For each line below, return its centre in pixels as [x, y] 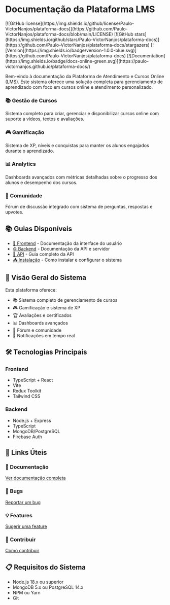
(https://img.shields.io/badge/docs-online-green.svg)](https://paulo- [77, 61]
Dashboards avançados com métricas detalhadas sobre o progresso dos [81, 177]
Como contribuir [22, 551]
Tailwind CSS [26, 396]
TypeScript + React [33, 380]
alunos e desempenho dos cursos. [41, 182]
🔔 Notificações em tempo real [44, 335]
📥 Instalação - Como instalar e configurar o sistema [67, 260]
